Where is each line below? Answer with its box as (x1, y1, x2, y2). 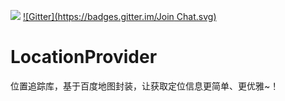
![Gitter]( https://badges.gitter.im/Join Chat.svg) (22, 11, 217, 22)
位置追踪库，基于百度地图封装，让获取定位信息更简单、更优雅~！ (10, 80, 280, 92)
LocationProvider (10, 46, 158, 69)
